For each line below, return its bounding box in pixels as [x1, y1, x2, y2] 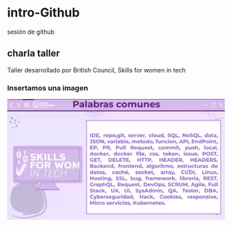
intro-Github [7, 5, 80, 21]
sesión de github [7, 28, 55, 36]
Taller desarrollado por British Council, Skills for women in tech [7, 65, 186, 74]
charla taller [7, 48, 60, 59]
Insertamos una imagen [7, 83, 88, 92]
